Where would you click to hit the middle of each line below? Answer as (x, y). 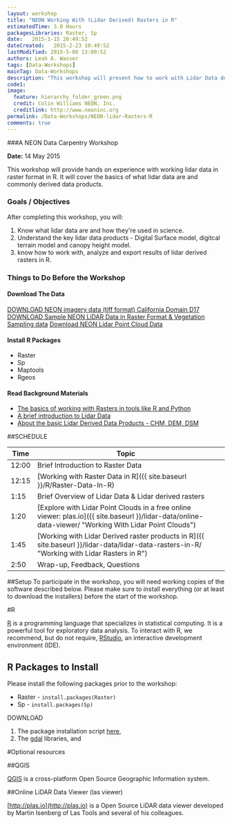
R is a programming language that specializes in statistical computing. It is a (115, 624)
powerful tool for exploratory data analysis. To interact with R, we (100, 630)
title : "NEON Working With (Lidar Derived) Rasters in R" (92, 20)
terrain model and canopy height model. (74, 245)
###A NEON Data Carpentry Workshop (63, 142)
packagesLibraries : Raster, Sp (52, 33)
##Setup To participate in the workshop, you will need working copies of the (116, 582)
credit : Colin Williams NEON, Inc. (65, 104)
